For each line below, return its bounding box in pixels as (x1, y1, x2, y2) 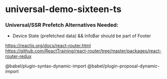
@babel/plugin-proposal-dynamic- (87, 63, 160, 69)
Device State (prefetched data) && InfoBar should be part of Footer (12, 33, 151, 39)
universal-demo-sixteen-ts (5, 4, 122, 15)
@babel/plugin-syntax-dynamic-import (5, 63, 87, 69)
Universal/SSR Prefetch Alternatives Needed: (5, 22, 119, 29)
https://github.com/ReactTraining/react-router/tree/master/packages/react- (5, 48, 162, 54)
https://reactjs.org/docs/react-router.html (5, 43, 91, 49)
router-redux (5, 53, 32, 59)
